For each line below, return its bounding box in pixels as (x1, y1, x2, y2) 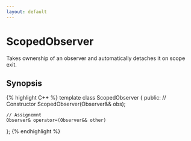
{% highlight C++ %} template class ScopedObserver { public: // (6, 94, 167, 101)
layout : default (6, 8, 47, 15)
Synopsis (6, 78, 42, 88)
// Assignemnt (6, 112, 42, 118)
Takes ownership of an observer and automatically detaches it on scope (6, 55, 186, 62)
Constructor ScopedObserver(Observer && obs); (6, 100, 126, 108)
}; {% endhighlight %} (6, 128, 61, 135)
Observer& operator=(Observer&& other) (6, 118, 107, 124)
